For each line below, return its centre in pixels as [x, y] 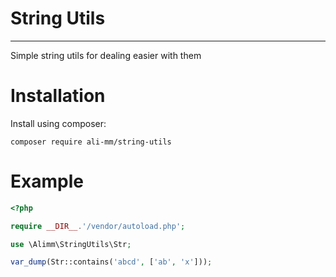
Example [47, 181]
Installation [58, 96]
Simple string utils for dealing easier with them [106, 55]
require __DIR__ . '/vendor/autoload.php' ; [98, 226]
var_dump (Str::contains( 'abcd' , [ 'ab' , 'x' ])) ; [111, 262]
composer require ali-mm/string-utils [91, 142]
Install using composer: [58, 123]
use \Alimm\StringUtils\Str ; [71, 244]
